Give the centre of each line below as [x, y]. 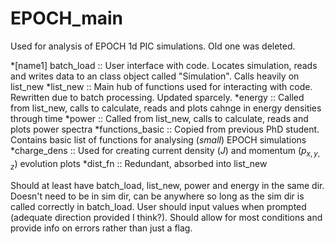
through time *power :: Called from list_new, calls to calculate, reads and [159, 118]
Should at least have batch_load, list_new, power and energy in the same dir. [167, 185]
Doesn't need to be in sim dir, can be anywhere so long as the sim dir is [157, 196]
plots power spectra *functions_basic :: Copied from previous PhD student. [165, 129]
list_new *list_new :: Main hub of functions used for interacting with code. [161, 86]
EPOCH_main [66, 18]
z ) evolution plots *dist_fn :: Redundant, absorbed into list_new [139, 164]
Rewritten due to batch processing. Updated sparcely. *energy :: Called [157, 97]
